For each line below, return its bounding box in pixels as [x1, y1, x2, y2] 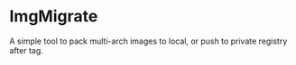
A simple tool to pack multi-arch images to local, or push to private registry [9, 36, 288, 46]
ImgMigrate [9, 6, 98, 27]
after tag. [9, 45, 43, 55]
